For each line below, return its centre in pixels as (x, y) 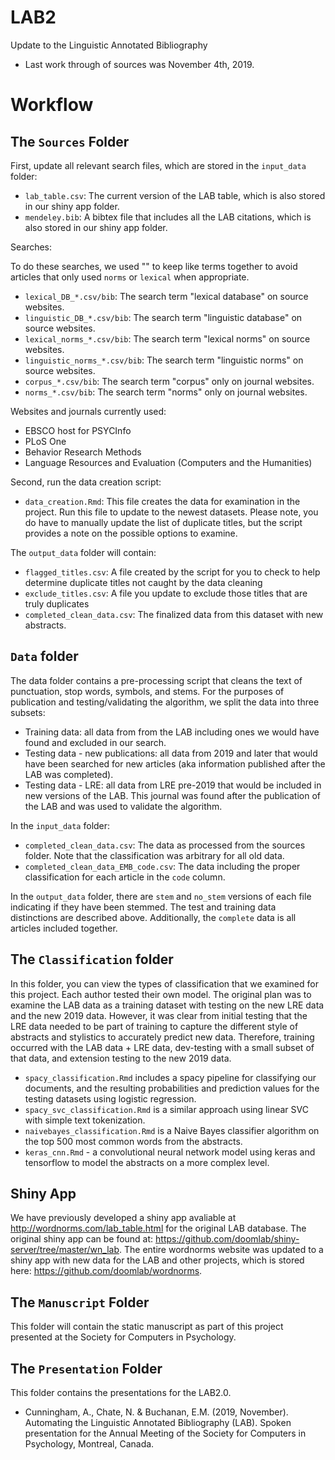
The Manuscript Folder (80, 1302)
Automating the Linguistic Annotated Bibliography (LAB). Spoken (158, 1422)
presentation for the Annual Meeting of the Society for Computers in (165, 1433)
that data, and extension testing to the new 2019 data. (121, 1058)
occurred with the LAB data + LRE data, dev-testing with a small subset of (162, 1047)
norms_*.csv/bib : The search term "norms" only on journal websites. (166, 392)
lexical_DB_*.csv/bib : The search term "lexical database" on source (166, 296)
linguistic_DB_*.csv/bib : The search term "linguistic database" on (163, 317)
